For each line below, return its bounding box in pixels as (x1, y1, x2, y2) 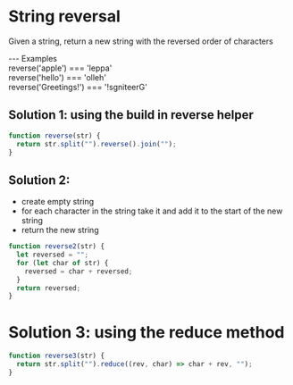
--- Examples (8, 53, 57, 63)
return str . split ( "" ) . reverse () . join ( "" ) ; (16, 139, 177, 148)
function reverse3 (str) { (8, 351, 105, 361)
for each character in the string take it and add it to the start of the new (21, 205, 283, 216)
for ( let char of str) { (16, 258, 109, 267)
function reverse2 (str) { (8, 242, 105, 251)
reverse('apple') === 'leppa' (8, 63, 113, 73)
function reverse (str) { (8, 131, 101, 140)
